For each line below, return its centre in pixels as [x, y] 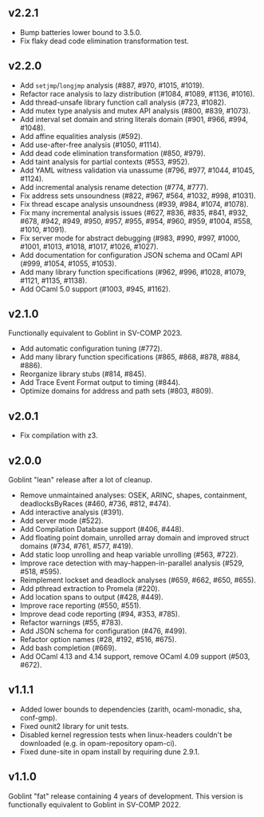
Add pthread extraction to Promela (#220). [90, 589]
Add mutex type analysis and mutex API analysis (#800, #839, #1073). [135, 110]
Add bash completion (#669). [68, 648]
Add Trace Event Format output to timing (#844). [100, 383]
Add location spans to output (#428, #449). [91, 597]
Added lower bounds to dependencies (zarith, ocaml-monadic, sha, [131, 709]
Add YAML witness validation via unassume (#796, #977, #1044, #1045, [137, 170]
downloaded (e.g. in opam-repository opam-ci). [98, 743]
